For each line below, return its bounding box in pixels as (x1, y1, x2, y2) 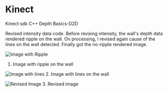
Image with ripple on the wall (12, 61, 74, 67)
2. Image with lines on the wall (45, 71, 109, 77)
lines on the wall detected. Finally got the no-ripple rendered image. (5, 41, 148, 47)
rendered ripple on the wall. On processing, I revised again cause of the (5, 36, 156, 42)
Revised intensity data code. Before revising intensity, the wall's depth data (5, 30, 163, 36)
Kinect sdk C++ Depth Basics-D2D (5, 20, 78, 27)
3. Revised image (42, 81, 79, 87)
